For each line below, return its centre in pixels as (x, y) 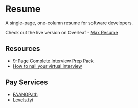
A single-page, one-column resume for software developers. (69, 23)
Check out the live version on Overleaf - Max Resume (62, 32)
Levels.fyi (23, 100)
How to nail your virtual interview (48, 66)
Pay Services (27, 82)
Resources (23, 49)
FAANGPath (25, 94)
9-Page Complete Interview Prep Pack (53, 61)
